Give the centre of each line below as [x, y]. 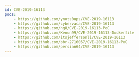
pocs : [10, 14]
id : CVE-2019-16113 [25, 10]
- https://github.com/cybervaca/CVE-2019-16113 [64, 24]
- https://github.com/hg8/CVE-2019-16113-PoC [62, 28]
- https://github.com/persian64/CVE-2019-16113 [64, 47]
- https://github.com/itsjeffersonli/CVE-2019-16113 [69, 38]
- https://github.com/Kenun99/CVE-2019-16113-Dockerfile [74, 33]
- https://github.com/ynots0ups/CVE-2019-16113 [64, 19]
